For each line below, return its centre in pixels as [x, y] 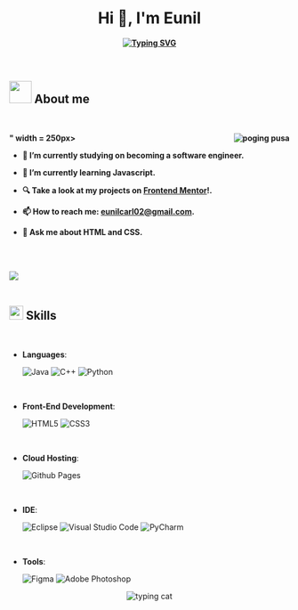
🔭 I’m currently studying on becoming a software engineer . [133, 155]
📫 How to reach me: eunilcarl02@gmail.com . [108, 211]
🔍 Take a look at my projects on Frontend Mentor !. [117, 190]
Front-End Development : [68, 406]
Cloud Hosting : [50, 458]
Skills [41, 316]
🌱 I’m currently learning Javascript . [89, 172]
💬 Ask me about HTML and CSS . [82, 232]
